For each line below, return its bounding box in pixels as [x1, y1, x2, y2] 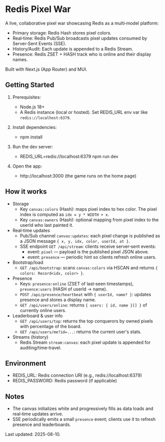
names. [12, 56, 28, 62]
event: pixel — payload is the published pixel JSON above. [27, 248, 149, 254]
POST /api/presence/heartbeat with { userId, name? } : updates [19, 291, 151, 297]
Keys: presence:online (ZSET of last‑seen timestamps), [19, 280, 134, 286]
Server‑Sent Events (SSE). [12, 40, 66, 46]
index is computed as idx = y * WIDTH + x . [19, 211, 109, 217]
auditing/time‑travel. [19, 345, 61, 351]
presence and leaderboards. [12, 421, 71, 427]
